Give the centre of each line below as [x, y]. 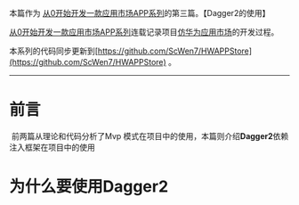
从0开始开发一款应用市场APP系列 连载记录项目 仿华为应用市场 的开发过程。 [144, 32]
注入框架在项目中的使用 [52, 147]
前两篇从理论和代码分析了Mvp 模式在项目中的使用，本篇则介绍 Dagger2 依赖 [150, 135]
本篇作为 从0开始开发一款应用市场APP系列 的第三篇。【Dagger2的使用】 [140, 13]
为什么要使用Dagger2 [89, 187]
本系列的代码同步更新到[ [54, 51]
